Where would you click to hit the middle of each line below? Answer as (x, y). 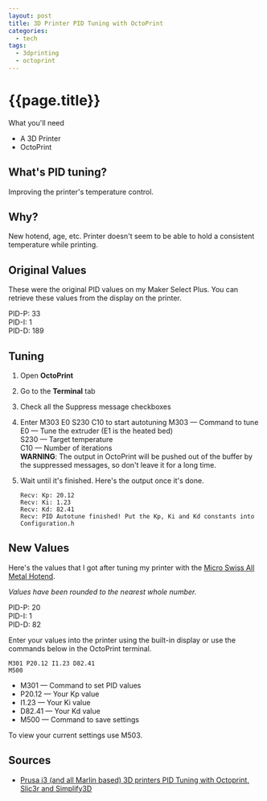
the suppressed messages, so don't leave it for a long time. (118, 465)
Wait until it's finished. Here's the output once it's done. (112, 481)
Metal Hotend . (32, 576)
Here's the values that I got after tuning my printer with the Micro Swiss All (131, 568)
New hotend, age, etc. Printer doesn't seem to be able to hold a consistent (131, 236)
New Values (39, 548)
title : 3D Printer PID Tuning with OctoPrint (86, 23)
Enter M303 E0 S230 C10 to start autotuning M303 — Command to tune (139, 423)
